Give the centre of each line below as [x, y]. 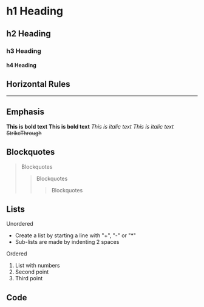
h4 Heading [21, 66]
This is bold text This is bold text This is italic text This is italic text [90, 126]
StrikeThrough [24, 133]
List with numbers [37, 266]
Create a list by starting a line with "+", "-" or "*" [76, 235]
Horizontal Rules [38, 84]
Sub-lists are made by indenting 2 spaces [67, 242]
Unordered [20, 224]
